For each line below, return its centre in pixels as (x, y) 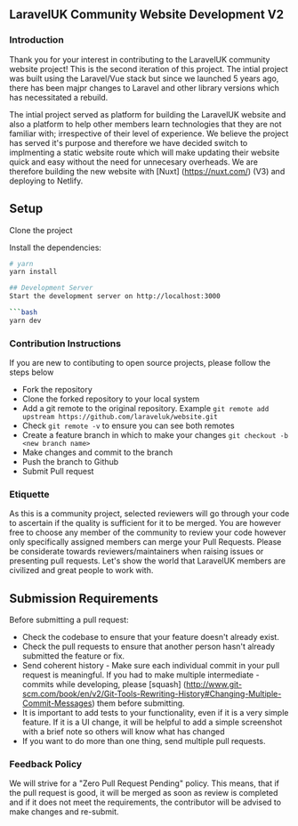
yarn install (33, 272)
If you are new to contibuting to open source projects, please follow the (140, 363)
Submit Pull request (58, 472)
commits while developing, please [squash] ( (104, 684)
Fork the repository (57, 390)
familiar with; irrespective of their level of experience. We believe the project (149, 134)
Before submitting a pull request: (69, 620)
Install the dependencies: (56, 247)
